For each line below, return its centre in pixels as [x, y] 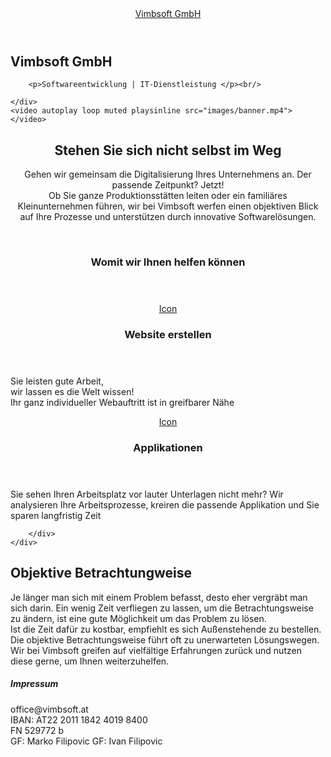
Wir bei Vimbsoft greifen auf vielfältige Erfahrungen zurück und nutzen [156, 650]
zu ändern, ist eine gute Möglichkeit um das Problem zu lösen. [138, 618]
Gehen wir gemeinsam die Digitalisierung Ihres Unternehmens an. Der [168, 174]
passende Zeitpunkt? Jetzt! [168, 185]
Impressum [34, 684]
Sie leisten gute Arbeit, [57, 381]
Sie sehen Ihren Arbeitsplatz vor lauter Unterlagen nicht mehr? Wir [147, 494]
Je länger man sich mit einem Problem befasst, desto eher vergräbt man [159, 597]
